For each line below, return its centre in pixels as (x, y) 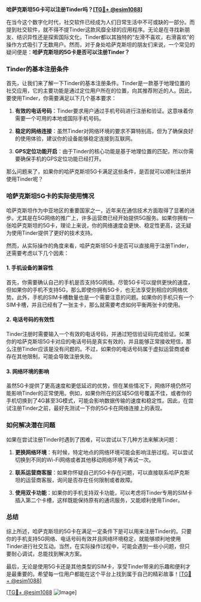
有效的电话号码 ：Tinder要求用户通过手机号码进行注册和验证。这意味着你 (104, 111)
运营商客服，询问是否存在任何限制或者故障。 (80, 480)
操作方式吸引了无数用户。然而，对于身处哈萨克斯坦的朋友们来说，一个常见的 (100, 45)
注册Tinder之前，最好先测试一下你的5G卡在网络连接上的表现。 (88, 408)
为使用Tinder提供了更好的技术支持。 (51, 232)
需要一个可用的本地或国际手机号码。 (60, 119)
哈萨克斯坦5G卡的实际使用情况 (50, 196)
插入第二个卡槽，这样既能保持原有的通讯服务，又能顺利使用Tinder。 (99, 500)
